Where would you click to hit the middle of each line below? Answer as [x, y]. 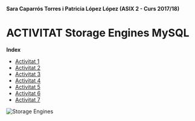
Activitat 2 [28, 67]
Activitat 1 [27, 61]
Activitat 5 [28, 87]
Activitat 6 [28, 93]
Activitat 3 [28, 74]
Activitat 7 [27, 99]
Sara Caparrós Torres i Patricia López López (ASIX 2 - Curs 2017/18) [93, 9]
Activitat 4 [28, 80]
